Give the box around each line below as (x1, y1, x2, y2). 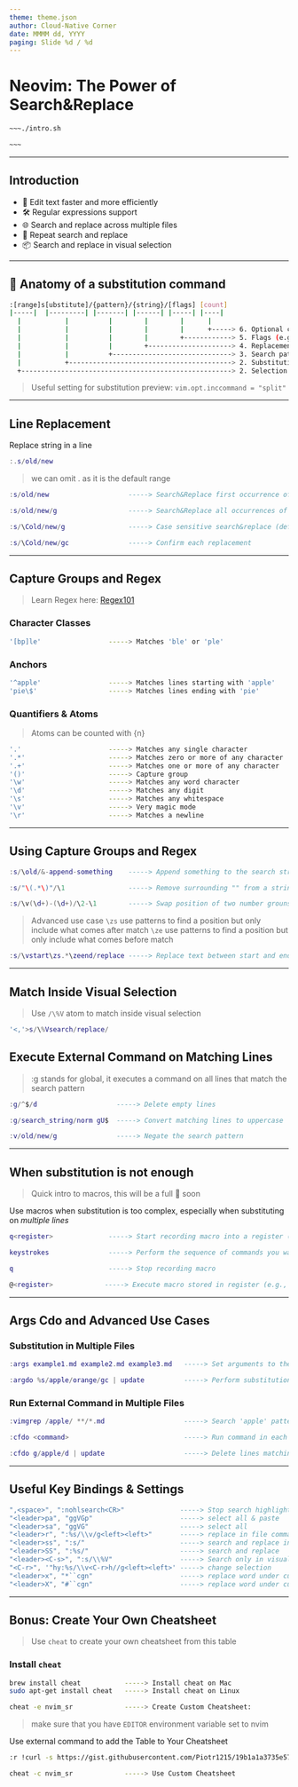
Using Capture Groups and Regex (9, 844, 198, 859)
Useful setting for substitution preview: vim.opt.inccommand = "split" (30, 383, 286, 393)
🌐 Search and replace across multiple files (21, 219, 177, 230)
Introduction (9, 173, 80, 188)
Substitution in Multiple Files (9, 1340, 136, 1352)
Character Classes (9, 617, 91, 629)
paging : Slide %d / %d (9, 37, 93, 47)
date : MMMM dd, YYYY (9, 29, 86, 38)
